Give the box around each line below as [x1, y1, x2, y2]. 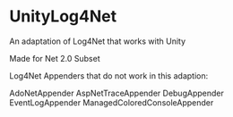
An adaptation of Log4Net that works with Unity [9, 36, 186, 46]
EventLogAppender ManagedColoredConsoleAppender [9, 96, 214, 108]
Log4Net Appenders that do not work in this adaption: [9, 70, 209, 81]
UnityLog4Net [9, 6, 117, 27]
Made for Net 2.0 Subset [9, 53, 100, 63]
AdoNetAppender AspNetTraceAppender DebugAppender [9, 88, 224, 98]
